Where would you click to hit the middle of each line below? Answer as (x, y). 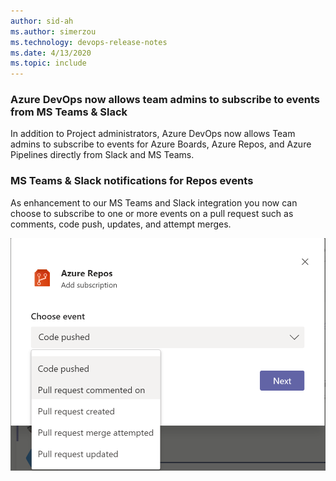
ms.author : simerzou (53, 31)
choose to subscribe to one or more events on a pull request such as (152, 213)
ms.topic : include (48, 63)
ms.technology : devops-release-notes (89, 42)
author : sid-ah (42, 21)
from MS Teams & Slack (69, 112)
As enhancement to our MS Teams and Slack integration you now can (154, 202)
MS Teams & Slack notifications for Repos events (132, 181)
